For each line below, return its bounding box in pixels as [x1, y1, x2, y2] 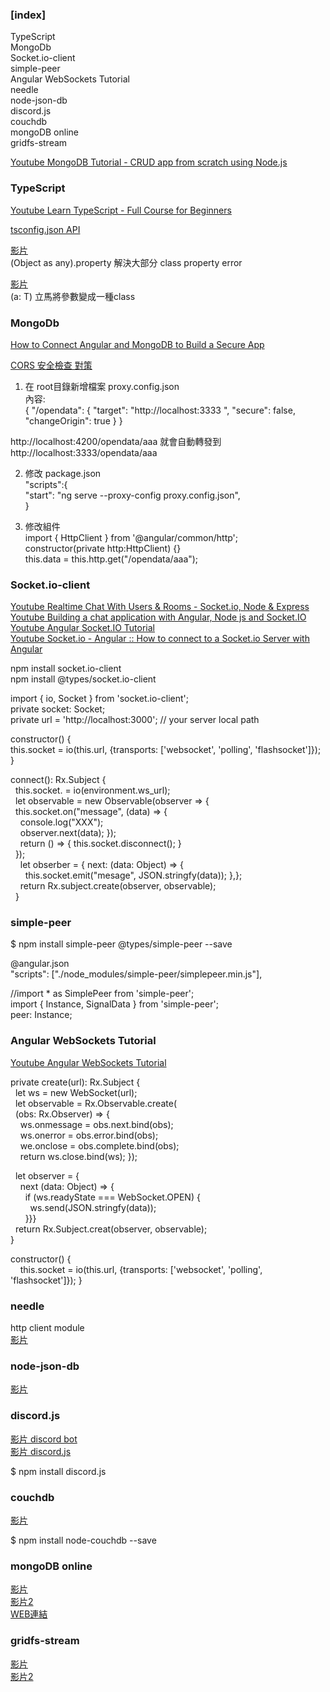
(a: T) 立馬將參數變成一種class [10, 290, 136, 302]
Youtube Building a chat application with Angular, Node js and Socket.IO [10, 611, 307, 623]
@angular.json [10, 958, 70, 970]
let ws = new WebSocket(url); [14, 1086, 138, 1098]
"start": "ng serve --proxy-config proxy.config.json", [24, 489, 241, 501]
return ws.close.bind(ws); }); [19, 1150, 138, 1162]
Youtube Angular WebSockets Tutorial [10, 1056, 167, 1068]
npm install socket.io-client [10, 663, 122, 675]
